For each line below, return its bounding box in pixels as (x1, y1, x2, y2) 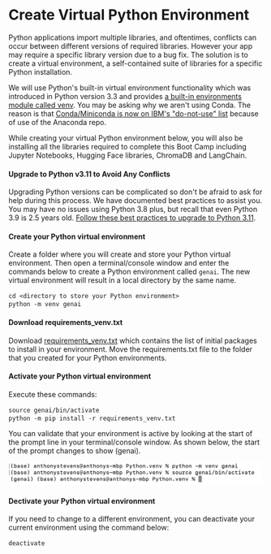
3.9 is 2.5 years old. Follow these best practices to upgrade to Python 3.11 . (8, 213, 256, 223)
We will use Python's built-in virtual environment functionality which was (8, 83, 252, 93)
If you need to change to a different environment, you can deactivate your (8, 514, 256, 524)
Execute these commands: (8, 389, 97, 399)
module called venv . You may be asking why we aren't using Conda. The (8, 100, 252, 110)
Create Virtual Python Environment (8, 6, 250, 24)
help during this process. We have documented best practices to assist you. (8, 196, 262, 206)
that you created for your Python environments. (8, 353, 167, 362)
